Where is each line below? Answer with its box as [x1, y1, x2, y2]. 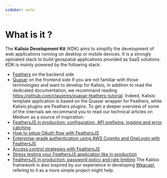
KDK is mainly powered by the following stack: [5, 61, 101, 68]
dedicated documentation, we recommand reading [12, 87, 117, 93]
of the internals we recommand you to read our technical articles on [12, 108, 153, 114]
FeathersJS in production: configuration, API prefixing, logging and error [12, 119, 162, 125]
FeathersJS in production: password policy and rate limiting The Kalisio [12, 156, 159, 162]
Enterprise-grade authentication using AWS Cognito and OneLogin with [12, 135, 160, 141]
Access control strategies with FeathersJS [12, 146, 100, 152]
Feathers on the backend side [12, 71, 74, 77]
